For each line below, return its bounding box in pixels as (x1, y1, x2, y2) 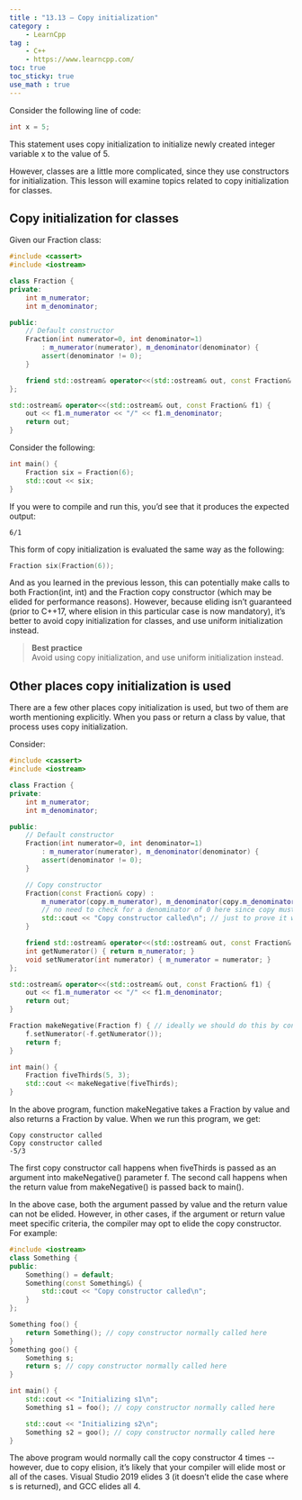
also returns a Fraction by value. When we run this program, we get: (9, 1114, 261, 1124)
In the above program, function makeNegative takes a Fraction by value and (9, 1104, 290, 1115)
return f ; (25, 1037, 63, 1047)
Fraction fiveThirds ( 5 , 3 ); (25, 1071, 130, 1080)
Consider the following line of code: (9, 104, 142, 115)
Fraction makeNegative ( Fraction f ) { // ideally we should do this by (9, 1021, 280, 1030)
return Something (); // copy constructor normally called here (25, 1328, 268, 1337)
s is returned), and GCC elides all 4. (9, 1481, 141, 1492)
